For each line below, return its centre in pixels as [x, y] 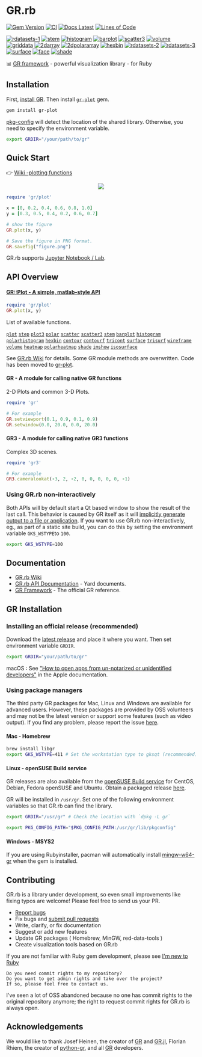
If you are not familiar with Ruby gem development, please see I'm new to [97, 956]
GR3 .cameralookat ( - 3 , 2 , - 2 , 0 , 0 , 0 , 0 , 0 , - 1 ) [68, 479]
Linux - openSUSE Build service [47, 768]
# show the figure [29, 224]
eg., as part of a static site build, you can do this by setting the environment [100, 527]
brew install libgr [31, 749]
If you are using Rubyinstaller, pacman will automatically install [84, 855]
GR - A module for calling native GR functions [64, 378]
